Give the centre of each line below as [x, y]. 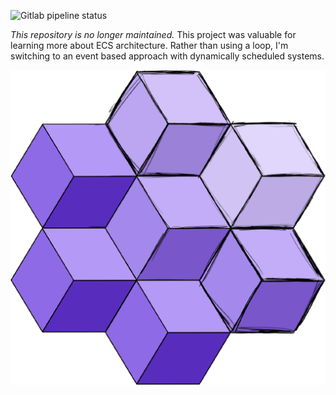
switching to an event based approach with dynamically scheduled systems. [167, 56]
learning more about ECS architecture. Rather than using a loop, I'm [149, 45]
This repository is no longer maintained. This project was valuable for [153, 34]
